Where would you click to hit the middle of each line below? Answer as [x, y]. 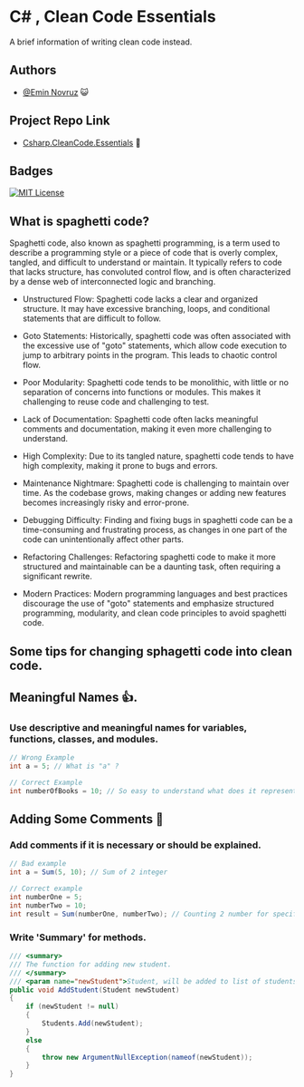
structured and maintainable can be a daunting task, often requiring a [152, 567]
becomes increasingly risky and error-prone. [106, 503]
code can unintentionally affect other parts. [103, 539]
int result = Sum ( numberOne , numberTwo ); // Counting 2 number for [139, 914]
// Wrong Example [42, 758]
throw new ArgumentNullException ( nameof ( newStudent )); [147, 1057]
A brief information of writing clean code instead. [101, 42]
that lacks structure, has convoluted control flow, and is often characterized [150, 272]
